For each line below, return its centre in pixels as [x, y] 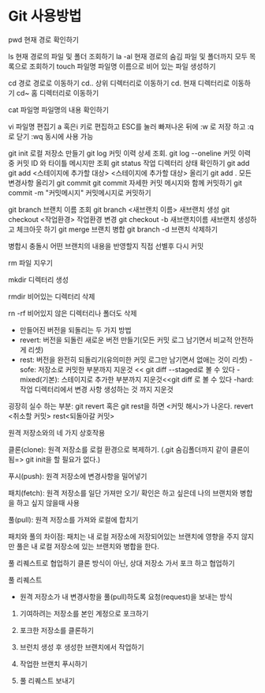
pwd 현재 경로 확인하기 [43, 40]
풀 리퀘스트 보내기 [47, 680]
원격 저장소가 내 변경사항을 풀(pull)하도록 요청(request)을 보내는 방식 [126, 597]
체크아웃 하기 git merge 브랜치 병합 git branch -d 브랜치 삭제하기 [117, 229]
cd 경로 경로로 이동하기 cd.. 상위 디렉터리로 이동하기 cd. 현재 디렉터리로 [119, 83]
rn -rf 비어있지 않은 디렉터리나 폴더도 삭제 [73, 313]
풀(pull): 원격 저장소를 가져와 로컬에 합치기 [73, 519]
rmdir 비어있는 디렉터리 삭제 [52, 296]
